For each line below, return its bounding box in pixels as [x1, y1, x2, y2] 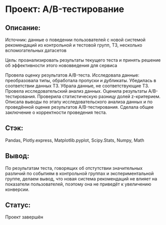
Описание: [5, 24, 41, 32]
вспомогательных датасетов [5, 48, 66, 53]
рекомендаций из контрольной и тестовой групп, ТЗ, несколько [5, 42, 142, 48]
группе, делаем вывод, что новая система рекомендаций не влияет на [5, 175, 157, 181]
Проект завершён [5, 214, 43, 220]
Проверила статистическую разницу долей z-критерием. [37, 94, 161, 99]
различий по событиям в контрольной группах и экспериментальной [5, 170, 154, 176]
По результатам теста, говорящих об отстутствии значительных [5, 165, 143, 171]
